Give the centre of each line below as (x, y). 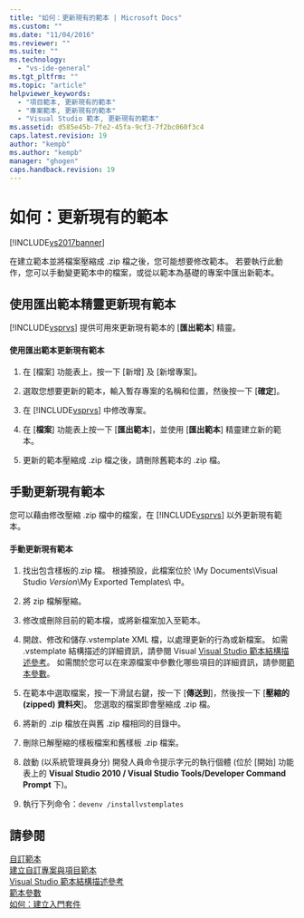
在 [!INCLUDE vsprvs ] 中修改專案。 (86, 411)
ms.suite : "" (34, 52)
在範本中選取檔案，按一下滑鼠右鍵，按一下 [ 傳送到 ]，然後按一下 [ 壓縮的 (156, 693)
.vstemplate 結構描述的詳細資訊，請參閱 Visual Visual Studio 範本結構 (152, 651)
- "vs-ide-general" (54, 69)
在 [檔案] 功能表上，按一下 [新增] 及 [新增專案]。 (112, 372)
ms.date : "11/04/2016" (52, 34)
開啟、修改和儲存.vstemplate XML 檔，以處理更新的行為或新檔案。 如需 (155, 640)
